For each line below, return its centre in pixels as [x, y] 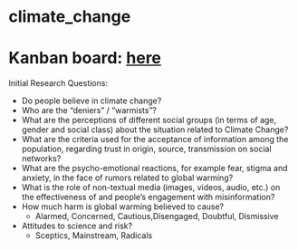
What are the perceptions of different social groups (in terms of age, [149, 120]
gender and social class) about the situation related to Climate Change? [155, 130]
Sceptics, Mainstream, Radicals [94, 236]
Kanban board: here [85, 58]
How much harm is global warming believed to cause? [122, 207]
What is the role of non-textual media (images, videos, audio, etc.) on [151, 187]
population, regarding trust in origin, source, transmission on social [147, 149]
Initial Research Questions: [58, 83]
